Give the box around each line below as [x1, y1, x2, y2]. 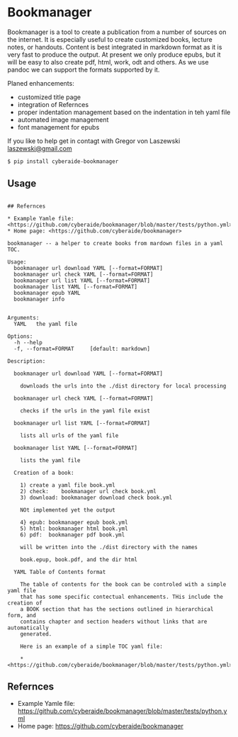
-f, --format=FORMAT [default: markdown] [13, 345, 151, 352]
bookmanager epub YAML [13, 289, 81, 296]
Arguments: [7, 314, 40, 321]
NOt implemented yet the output [20, 506, 115, 514]
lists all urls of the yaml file [20, 432, 119, 439]
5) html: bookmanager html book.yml [20, 525, 129, 532]
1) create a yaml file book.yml [20, 481, 115, 489]
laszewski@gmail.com [7, 144, 72, 152]
